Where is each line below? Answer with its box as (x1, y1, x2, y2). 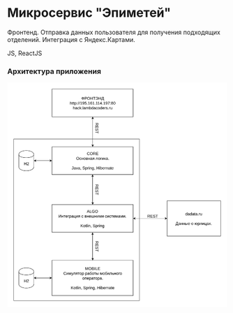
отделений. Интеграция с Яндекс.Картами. (7, 35, 136, 43)
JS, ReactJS (7, 49, 43, 57)
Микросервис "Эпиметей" (7, 5, 171, 21)
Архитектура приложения (7, 66, 101, 76)
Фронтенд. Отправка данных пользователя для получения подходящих (7, 28, 221, 36)
